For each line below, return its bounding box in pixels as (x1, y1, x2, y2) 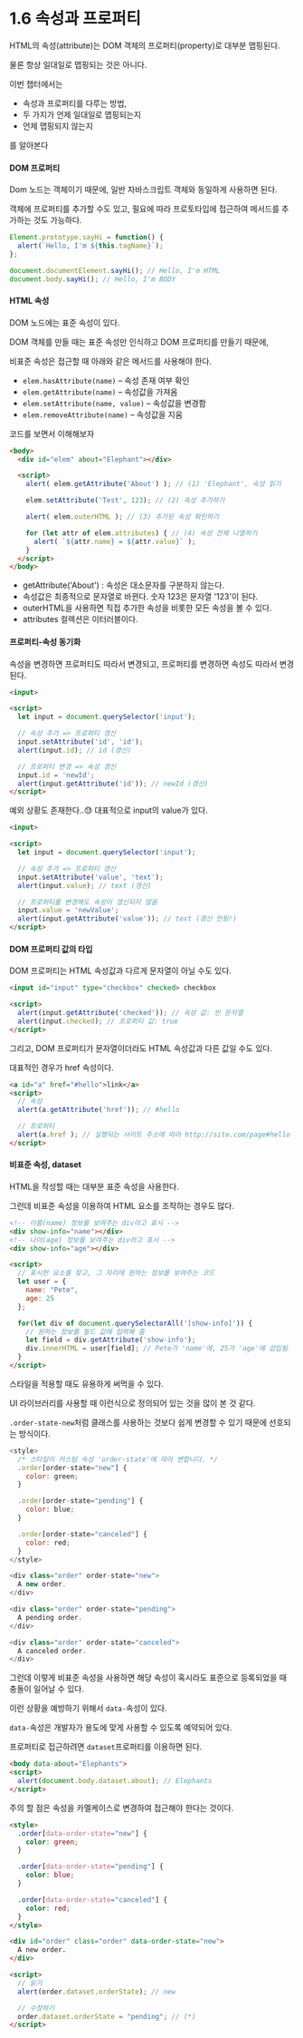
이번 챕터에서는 (9, 78, 63, 89)
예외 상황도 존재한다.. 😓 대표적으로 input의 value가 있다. (9, 804, 208, 816)
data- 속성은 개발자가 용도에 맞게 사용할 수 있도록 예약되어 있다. (9, 1722, 232, 1733)
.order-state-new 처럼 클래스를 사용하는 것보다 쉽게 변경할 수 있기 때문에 (9, 1417, 268, 1428)
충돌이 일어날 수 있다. (9, 1683, 84, 1694)
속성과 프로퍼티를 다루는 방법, (22, 97, 128, 109)
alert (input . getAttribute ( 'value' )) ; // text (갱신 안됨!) (17, 914, 237, 923)
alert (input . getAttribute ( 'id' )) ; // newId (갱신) (17, 779, 209, 788)
